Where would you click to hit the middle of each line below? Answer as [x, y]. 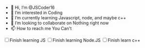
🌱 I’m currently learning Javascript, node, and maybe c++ [68, 18]
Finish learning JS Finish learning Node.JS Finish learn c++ [75, 40]
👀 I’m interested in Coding [36, 13]
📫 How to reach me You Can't [41, 28]
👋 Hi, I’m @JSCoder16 [33, 8]
